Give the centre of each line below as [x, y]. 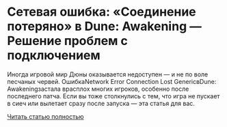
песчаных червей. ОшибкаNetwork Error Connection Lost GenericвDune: [112, 81]
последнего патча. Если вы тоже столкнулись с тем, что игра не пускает [113, 96]
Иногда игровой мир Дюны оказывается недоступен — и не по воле [108, 74]
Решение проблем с [67, 41]
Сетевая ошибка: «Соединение [102, 12]
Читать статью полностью [45, 116]
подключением [54, 56]
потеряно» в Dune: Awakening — [104, 26]
